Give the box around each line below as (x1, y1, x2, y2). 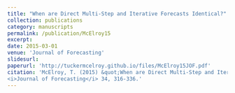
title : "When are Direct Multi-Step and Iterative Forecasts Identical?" (7, 10, 227, 17)
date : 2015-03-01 (7, 43, 58, 50)
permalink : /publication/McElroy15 (7, 29, 111, 37)
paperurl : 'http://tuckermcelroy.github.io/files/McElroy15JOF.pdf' (7, 62, 211, 69)
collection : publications (7, 17, 83, 24)
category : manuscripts (7, 23, 73, 30)
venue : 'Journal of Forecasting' (7, 50, 105, 57)
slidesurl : (7, 56, 39, 63)
